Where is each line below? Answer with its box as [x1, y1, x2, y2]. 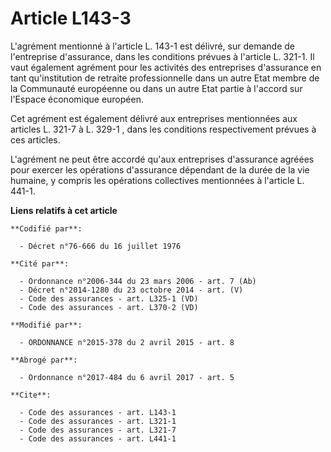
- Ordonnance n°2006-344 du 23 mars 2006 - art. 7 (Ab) [19, 276, 257, 286]
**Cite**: [10, 390, 52, 400]
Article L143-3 [10, 7, 132, 30]
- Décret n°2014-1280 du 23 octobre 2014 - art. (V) [19, 285, 244, 295]
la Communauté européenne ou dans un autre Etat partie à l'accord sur [10, 82, 303, 94]
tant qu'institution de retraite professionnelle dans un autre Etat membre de [10, 72, 320, 84]
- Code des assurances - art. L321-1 [19, 416, 177, 426]
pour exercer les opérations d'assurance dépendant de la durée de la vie [10, 163, 310, 176]
